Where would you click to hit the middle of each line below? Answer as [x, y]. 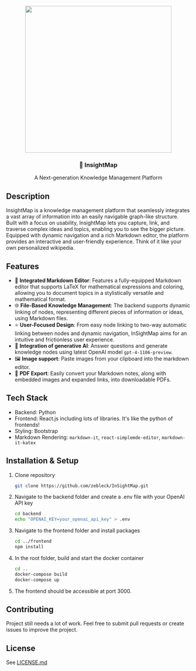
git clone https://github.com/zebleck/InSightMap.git [81, 486]
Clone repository [35, 475]
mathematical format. [40, 299]
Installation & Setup [42, 461]
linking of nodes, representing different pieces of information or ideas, [99, 312]
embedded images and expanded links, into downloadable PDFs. [93, 380]
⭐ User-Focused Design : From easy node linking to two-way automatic [101, 325]
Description [28, 196]
